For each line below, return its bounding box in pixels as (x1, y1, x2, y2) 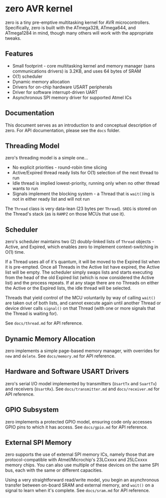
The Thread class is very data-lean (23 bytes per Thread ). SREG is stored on (5, 206, 157, 212)
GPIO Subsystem (5, 406, 59, 414)
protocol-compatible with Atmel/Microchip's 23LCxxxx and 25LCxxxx (5, 457, 148, 463)
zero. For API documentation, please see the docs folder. (5, 127, 121, 133)
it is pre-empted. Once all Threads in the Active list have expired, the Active (5, 264, 160, 270)
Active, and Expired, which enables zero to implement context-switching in (5, 244, 159, 250)
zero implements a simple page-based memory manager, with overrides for (5, 348, 160, 354)
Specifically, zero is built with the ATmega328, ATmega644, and (5, 24, 136, 30)
